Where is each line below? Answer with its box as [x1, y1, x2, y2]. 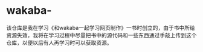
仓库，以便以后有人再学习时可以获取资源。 [6, 39, 112, 46]
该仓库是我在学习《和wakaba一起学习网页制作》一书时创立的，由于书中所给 [6, 24, 195, 31]
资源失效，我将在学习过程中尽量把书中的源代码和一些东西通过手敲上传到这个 [6, 31, 197, 39]
